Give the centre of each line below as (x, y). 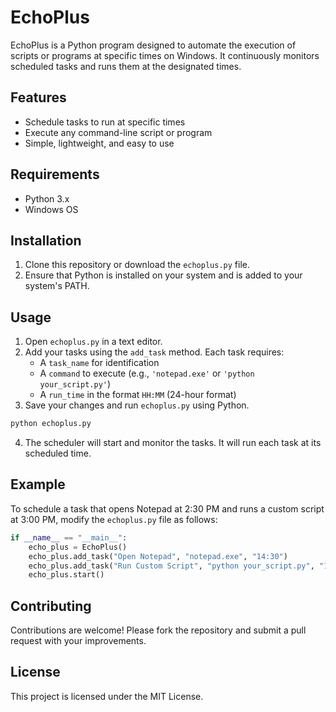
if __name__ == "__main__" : (69, 537)
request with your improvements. (78, 641)
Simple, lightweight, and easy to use (99, 143)
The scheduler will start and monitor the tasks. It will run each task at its (173, 443)
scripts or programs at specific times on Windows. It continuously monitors (165, 55)
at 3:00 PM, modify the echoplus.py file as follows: (114, 519)
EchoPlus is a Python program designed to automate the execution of (153, 45)
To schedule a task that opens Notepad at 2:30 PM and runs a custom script (167, 508)
